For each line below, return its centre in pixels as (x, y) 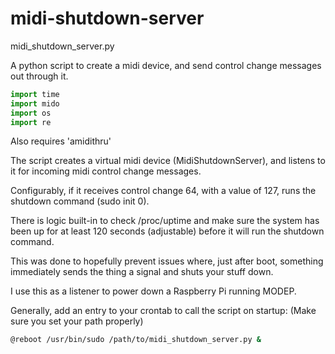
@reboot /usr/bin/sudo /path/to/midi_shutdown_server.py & (136, 340)
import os (31, 113)
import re (31, 122)
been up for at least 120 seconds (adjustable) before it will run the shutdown (167, 231)
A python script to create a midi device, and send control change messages (166, 65)
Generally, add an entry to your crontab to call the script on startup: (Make (163, 311)
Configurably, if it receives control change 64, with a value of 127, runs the (163, 191)
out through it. (39, 76)
